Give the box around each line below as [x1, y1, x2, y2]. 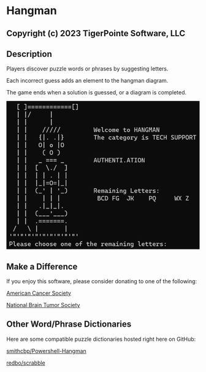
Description [6, 48, 52, 59]
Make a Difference [6, 261, 78, 271]
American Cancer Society [6, 289, 72, 297]
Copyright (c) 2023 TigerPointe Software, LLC [6, 28, 186, 39]
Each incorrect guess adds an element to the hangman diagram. [6, 77, 169, 85]
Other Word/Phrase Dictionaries [6, 319, 132, 330]
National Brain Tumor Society [6, 302, 80, 309]
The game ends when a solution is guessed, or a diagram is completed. [6, 89, 187, 96]
